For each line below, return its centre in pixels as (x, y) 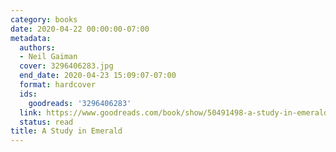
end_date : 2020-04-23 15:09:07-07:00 (98, 76)
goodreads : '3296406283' (80, 103)
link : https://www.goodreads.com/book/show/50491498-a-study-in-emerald (174, 112)
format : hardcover (58, 85)
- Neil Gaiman (48, 57)
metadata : (31, 38)
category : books (44, 19)
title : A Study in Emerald (66, 131)
